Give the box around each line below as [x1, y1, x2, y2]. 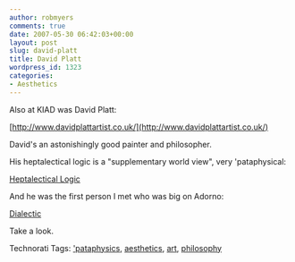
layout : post [9, 38, 58, 47]
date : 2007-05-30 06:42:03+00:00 [9, 30, 134, 38]
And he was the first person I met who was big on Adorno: [9, 190, 224, 201]
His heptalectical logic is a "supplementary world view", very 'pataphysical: [9, 156, 287, 166]
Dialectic [9, 207, 42, 219]
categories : [9, 72, 54, 80]
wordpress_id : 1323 [9, 63, 82, 72]
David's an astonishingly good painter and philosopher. [9, 139, 212, 149]
